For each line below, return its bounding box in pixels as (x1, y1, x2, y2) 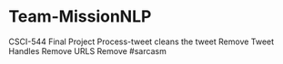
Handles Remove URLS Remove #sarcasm (8, 45, 167, 56)
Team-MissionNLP (8, 6, 152, 27)
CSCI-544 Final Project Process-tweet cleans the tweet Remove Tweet (8, 36, 275, 47)
